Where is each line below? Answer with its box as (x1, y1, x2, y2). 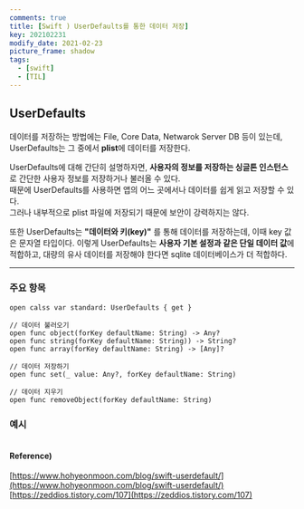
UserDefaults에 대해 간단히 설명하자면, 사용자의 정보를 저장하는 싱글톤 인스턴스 (9, 161, 289, 172)
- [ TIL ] (17, 72, 47, 82)
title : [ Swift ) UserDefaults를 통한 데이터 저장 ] (9, 22, 189, 31)
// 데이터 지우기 (9, 387, 63, 397)
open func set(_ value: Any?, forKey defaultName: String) (9, 370, 237, 379)
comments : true (9, 13, 67, 23)
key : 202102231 (9, 30, 67, 39)
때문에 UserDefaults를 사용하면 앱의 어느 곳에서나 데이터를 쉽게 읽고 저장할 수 (9, 184, 285, 195)
